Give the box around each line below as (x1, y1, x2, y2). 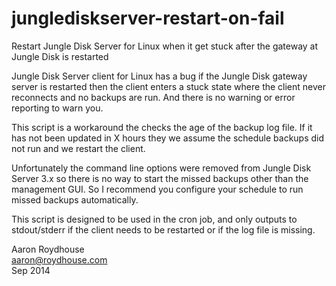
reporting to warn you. (11, 102, 104, 114)
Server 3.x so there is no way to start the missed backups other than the (11, 172, 309, 184)
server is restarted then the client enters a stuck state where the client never (11, 80, 327, 92)
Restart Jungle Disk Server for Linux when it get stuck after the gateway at (11, 40, 319, 52)
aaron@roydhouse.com (11, 253, 108, 266)
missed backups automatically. (11, 193, 139, 206)
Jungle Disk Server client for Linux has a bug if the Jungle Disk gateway (11, 70, 308, 82)
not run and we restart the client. (11, 142, 146, 154)
